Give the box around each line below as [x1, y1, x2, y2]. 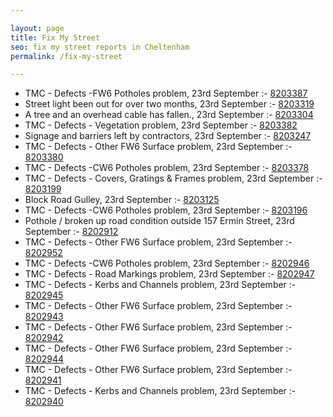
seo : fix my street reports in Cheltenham [10, 42, 190, 52]
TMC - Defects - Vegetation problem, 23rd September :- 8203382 [24, 119, 298, 131]
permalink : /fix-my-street [10, 51, 123, 61]
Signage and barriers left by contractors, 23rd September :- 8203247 [24, 130, 312, 142]
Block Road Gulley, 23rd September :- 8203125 [24, 194, 220, 206]
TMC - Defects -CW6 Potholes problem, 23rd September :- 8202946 [24, 257, 310, 270]
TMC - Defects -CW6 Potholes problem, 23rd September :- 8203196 [24, 204, 308, 216]
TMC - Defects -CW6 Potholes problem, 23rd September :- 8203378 [24, 162, 310, 174]
